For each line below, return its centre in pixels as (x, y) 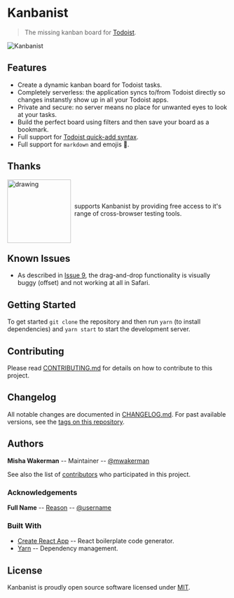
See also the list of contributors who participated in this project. (99, 474)
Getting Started (42, 305)
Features (27, 68)
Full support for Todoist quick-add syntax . (78, 137)
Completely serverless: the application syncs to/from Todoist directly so (121, 92)
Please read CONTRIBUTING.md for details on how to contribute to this (110, 368)
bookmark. (33, 129)
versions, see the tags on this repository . (66, 422)
